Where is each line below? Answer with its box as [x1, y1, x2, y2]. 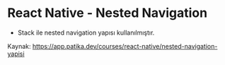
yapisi [7, 49, 25, 58]
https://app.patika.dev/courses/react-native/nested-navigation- [32, 42, 218, 50]
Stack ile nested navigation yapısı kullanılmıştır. [17, 28, 155, 37]
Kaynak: [7, 42, 31, 50]
